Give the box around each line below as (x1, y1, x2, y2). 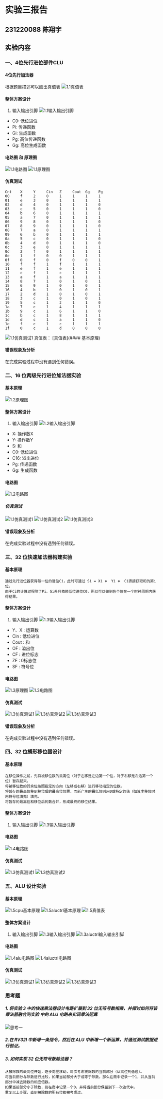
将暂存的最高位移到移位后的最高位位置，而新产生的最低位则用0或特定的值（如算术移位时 (5, 789, 155, 794)
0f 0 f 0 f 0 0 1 (5, 258, 101, 262)
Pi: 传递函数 (12, 124, 36, 130)
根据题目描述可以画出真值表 (5, 84, 61, 90)
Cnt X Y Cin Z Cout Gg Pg (5, 189, 103, 194)
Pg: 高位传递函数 (12, 136, 46, 142)
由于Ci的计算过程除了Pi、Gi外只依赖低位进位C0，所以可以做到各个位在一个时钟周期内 (5, 589, 153, 594)
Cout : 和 (12, 639, 30, 645)
